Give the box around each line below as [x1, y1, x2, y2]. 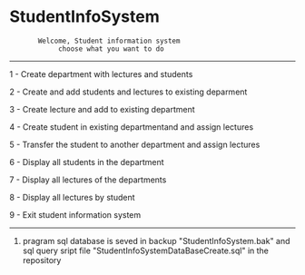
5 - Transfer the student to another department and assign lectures [9, 139, 261, 150]
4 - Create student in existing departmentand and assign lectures [9, 121, 254, 133]
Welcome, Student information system [37, 36, 181, 45]
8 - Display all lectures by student [9, 192, 135, 202]
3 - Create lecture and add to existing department [9, 103, 195, 114]
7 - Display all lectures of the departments [9, 174, 167, 185]
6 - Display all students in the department [9, 156, 165, 167]
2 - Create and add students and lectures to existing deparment [9, 86, 248, 97]
